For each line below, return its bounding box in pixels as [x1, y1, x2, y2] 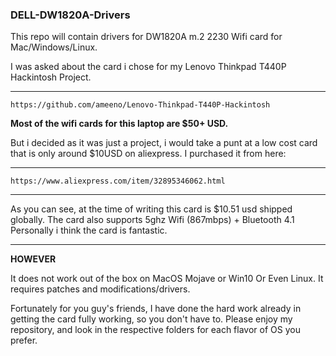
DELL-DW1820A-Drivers [10, 8, 131, 22]
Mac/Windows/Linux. [10, 41, 98, 53]
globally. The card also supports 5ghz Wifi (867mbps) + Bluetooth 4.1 [10, 214, 295, 226]
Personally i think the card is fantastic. [10, 224, 168, 237]
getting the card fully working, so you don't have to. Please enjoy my [10, 313, 293, 325]
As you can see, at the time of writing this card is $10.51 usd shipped [10, 203, 293, 215]
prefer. [10, 334, 38, 347]
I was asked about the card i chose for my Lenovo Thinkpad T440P [10, 61, 287, 73]
